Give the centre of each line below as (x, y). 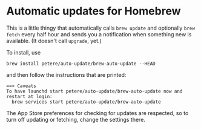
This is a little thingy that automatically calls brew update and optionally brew (101, 28)
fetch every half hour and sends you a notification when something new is (99, 34)
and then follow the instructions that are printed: (66, 74)
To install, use (24, 52)
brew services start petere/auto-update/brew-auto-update (87, 102)
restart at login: (29, 96)
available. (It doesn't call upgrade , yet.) (54, 41)
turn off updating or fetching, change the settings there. (76, 119)
